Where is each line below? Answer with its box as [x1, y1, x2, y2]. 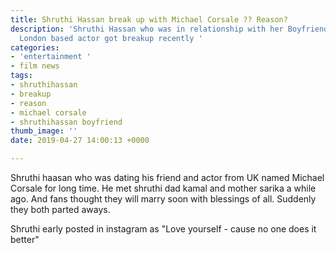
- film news [10, 61, 60, 71]
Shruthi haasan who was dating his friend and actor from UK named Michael [10, 172, 325, 183]
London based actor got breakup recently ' [19, 33, 203, 43]
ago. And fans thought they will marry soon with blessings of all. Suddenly [10, 193, 317, 205]
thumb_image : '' [10, 126, 78, 136]
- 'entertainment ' [10, 52, 92, 62]
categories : [10, 42, 60, 53]
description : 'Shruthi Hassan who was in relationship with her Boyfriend [10, 24, 329, 34]
